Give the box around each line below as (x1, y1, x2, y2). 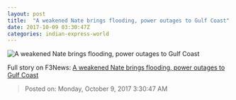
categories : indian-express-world (7, 30, 110, 38)
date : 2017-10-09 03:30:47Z (7, 23, 91, 30)
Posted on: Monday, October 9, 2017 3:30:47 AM (24, 84, 168, 93)
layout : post (7, 10, 46, 18)
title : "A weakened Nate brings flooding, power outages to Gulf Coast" (7, 17, 230, 24)
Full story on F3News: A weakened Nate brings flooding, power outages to (7, 63, 225, 72)
